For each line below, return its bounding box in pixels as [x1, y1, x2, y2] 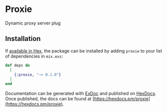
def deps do [5, 62, 30, 68]
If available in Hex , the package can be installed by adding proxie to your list [5, 47, 163, 53]
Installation [5, 34, 41, 43]
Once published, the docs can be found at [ [5, 96, 95, 102]
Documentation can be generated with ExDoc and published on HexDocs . [5, 90, 157, 96]
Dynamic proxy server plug [5, 20, 61, 26]
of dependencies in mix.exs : [5, 53, 63, 59]
